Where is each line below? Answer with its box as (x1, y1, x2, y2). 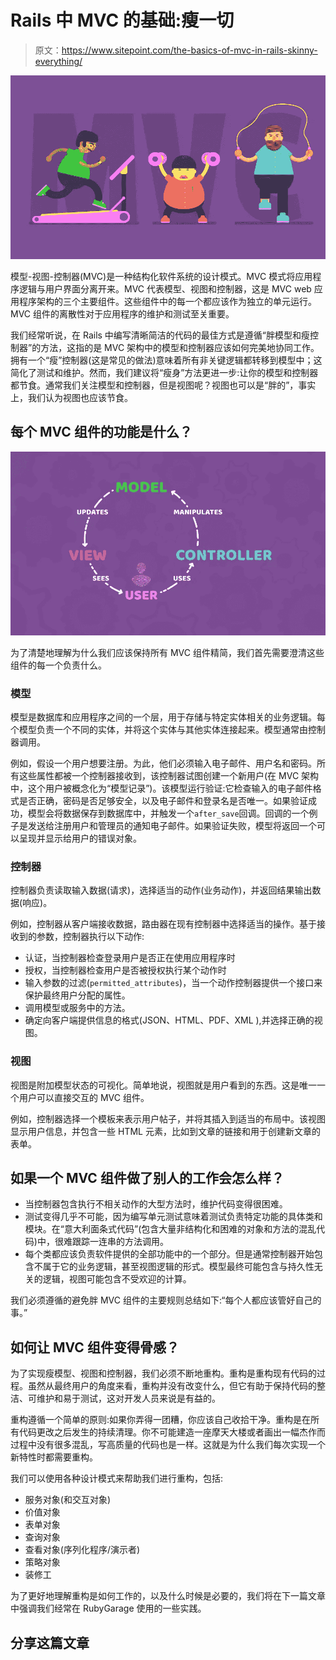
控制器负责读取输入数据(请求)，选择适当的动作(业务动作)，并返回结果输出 (10, 884, 313, 896)
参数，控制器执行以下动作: (36, 931, 145, 943)
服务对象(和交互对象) (24, 1494, 112, 1506)
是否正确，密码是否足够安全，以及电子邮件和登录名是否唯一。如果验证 (18, 795, 308, 807)
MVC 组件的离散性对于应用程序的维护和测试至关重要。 (10, 307, 235, 320)
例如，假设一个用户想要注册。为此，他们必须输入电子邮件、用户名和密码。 (10, 757, 317, 770)
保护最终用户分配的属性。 (24, 989, 131, 1001)
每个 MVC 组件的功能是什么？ (10, 424, 193, 441)
